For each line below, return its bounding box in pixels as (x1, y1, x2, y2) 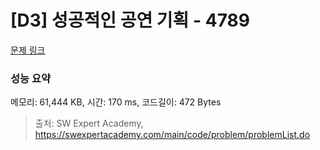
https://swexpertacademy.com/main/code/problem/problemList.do (34, 129, 311, 141)
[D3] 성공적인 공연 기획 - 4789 (10, 9, 250, 32)
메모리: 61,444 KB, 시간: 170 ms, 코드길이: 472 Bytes (10, 96, 222, 108)
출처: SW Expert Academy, (34, 117, 144, 130)
